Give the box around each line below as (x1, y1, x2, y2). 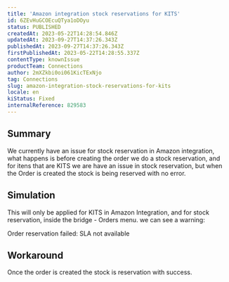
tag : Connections (7, 75, 58, 83)
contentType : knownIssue (7, 56, 80, 63)
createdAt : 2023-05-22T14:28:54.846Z (7, 30, 118, 37)
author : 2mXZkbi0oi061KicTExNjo (7, 69, 102, 76)
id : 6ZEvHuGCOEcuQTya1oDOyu (7, 17, 90, 24)
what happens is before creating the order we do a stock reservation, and (7, 154, 221, 162)
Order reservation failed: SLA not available (7, 229, 130, 238)
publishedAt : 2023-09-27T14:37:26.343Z (7, 43, 124, 50)
